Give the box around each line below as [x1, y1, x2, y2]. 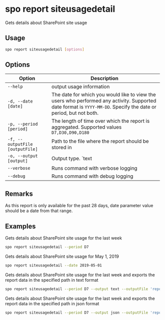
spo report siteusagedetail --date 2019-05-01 [5, 263, 102, 268]
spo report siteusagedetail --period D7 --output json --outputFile [5, 310, 148, 315]
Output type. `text [51, 155, 92, 162]
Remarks [5, 189, 33, 198]
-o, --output [7, 153, 38, 159]
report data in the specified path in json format [5, 300, 100, 306]
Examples [5, 222, 36, 230]
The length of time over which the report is [51, 118, 150, 125]
